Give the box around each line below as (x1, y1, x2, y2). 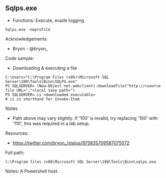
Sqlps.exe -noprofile (5, 27, 51, 32)
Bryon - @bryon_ (12, 45, 48, 52)
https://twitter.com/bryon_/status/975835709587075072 (12, 140, 130, 146)
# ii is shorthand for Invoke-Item (5, 96, 80, 102)
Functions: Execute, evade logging (12, 17, 85, 23)
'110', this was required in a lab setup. (12, 120, 90, 126)
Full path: (5, 149, 25, 155)
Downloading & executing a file (12, 65, 77, 71)
